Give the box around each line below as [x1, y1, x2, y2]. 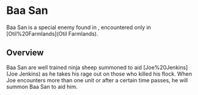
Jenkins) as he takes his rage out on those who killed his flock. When [19, 70, 193, 77]
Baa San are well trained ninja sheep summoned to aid [6, 64, 142, 71]
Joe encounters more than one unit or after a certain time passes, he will [6, 76, 188, 84]
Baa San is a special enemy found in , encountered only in [6, 24, 151, 31]
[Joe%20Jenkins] [143, 64, 188, 71]
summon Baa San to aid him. [6, 83, 78, 90]
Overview [6, 48, 44, 58]
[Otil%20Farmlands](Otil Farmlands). [6, 30, 98, 37]
